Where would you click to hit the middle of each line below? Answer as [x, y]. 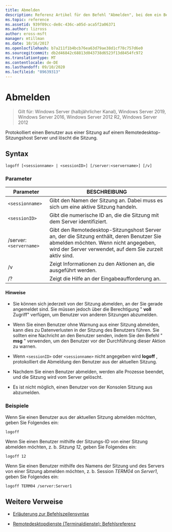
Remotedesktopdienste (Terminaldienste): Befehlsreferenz [74, 524]
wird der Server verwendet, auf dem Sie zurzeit [106, 249]
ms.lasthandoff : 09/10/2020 [35, 67]
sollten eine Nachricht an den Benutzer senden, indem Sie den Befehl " [88, 336]
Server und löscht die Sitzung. [66, 138]
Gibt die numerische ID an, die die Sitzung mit [104, 215]
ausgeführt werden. [73, 271]
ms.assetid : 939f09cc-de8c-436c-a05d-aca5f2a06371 [60, 24]
